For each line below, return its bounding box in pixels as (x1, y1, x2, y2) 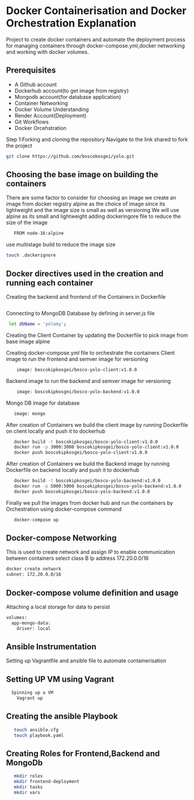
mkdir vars (13, 789, 41, 795)
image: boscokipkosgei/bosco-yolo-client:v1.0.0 (16, 367, 137, 372)
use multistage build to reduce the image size (6, 241, 116, 248)
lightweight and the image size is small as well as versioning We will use (6, 207, 179, 214)
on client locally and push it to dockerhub (6, 428, 106, 435)
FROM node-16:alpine (13, 230, 64, 237)
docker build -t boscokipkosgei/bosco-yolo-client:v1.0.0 (13, 439, 158, 445)
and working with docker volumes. (6, 48, 89, 55)
